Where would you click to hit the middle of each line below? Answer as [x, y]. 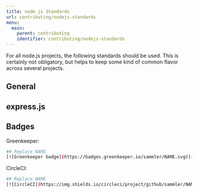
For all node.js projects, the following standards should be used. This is [92, 56]
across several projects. [35, 68]
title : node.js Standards [38, 11]
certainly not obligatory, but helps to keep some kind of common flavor [92, 62]
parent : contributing [43, 34]
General [21, 87]
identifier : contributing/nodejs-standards [71, 39]
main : [18, 28]
